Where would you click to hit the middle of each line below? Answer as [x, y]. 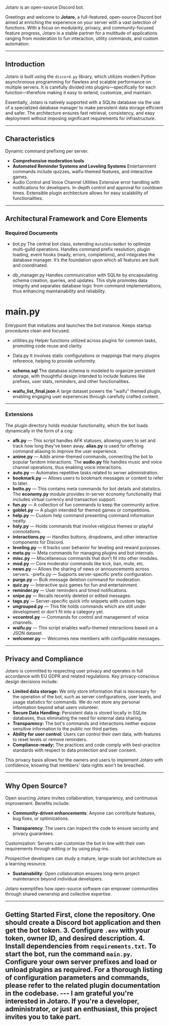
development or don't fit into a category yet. [58, 612]
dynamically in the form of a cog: [39, 430]
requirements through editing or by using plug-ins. [57, 849]
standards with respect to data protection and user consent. [75, 750]
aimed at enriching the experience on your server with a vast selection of [81, 22]
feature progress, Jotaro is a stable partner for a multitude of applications [81, 33]
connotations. [27, 531]
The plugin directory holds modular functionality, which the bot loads [77, 425]
